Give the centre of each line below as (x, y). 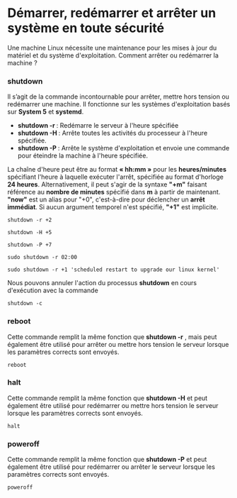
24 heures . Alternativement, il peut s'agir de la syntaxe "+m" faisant (107, 184)
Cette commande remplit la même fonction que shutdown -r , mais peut (112, 337)
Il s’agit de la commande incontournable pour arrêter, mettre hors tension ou (118, 96)
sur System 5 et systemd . (46, 112)
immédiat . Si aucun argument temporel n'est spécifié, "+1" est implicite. (113, 207)
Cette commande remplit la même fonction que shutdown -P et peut (107, 460)
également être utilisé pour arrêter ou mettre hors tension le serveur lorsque (118, 344)
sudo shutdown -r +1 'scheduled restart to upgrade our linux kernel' (114, 270)
